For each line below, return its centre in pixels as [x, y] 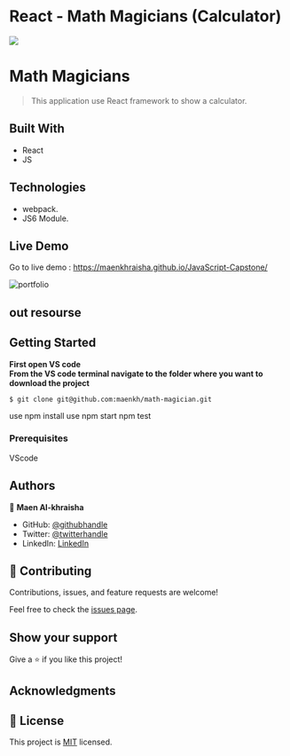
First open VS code [45, 364]
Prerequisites [39, 438]
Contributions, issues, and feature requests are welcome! [114, 593]
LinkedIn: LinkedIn [55, 543]
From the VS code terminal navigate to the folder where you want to [136, 374]
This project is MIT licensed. [61, 742]
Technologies [48, 188]
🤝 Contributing [51, 571]
